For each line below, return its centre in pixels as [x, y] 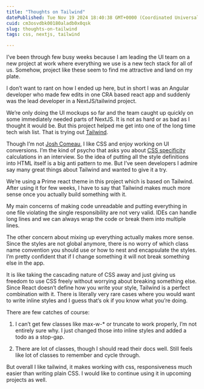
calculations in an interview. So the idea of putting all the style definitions [98, 157]
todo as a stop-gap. [40, 337]
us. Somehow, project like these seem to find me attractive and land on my [100, 70]
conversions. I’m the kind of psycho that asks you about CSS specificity [96, 151]
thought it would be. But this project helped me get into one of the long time [101, 126]
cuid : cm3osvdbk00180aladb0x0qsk [49, 23]
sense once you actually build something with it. [66, 194]
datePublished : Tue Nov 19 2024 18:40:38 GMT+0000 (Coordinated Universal [103, 18]
